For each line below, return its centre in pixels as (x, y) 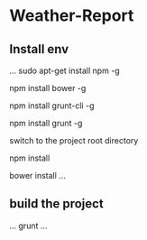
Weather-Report (72, 16)
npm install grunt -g (46, 123)
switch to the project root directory (74, 140)
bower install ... (37, 175)
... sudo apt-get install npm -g (64, 70)
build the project (56, 204)
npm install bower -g (48, 88)
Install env (39, 49)
